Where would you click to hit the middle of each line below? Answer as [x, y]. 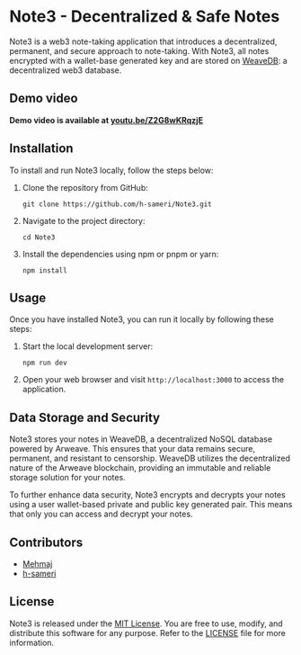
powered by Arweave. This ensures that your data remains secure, [133, 449]
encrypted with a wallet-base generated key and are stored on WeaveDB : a [148, 60]
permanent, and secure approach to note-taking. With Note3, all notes [139, 50]
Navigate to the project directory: [84, 220]
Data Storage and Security [84, 417]
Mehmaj [37, 564]
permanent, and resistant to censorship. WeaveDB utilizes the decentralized [150, 458]
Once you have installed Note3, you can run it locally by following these [142, 319]
